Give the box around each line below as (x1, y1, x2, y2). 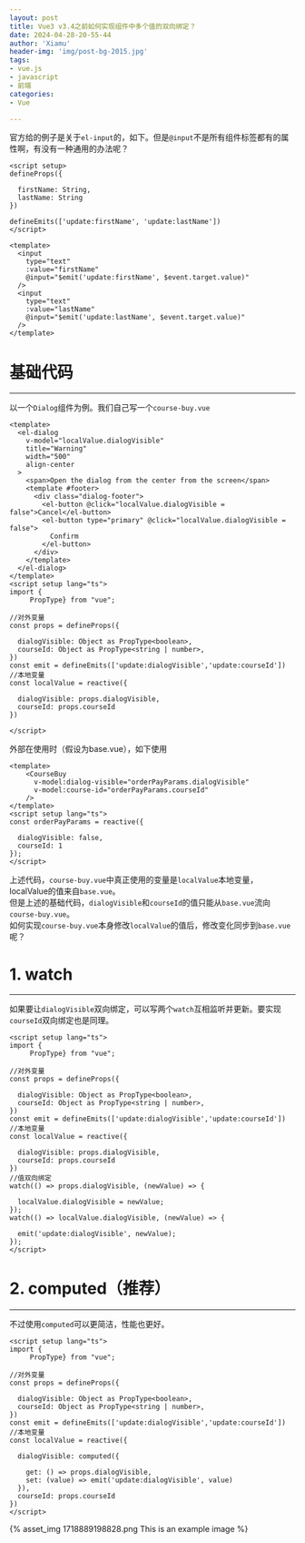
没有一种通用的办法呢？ (40, 143, 129, 155)
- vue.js (9, 65, 43, 74)
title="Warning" (25, 444, 88, 453)
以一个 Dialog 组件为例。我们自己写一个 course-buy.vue (9, 402, 211, 413)
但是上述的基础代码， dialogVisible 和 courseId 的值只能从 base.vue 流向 (9, 898, 271, 909)
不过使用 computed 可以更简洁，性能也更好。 (9, 1319, 170, 1330)
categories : (9, 89, 54, 98)
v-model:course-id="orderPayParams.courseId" (33, 786, 209, 795)
